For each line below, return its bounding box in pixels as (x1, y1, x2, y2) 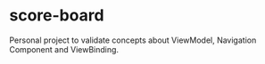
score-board (9, 5, 104, 26)
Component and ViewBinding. (9, 44, 119, 54)
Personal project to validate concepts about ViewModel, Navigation (9, 35, 257, 45)
